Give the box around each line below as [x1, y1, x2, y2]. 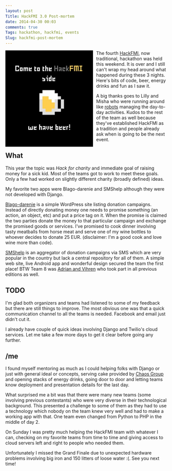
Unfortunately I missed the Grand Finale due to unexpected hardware [5, 450, 152, 456]
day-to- [149, 104, 166, 110]
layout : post [5, 8, 33, 13]
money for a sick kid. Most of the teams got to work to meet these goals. [5, 170, 159, 177]
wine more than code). [5, 239, 53, 246]
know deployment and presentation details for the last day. [5, 382, 130, 388]
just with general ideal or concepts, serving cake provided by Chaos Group [5, 371, 164, 377]
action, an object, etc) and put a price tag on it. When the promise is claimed [5, 212, 167, 218]
